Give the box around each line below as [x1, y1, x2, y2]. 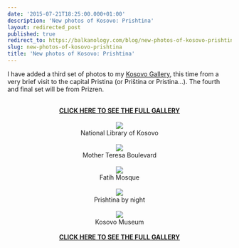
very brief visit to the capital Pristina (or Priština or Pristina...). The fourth [7, 77, 221, 86]
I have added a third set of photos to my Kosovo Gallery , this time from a [7, 69, 219, 78]
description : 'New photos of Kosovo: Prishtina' [7, 17, 154, 24]
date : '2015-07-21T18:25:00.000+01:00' [7, 10, 126, 18]
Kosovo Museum [95, 217, 144, 226]
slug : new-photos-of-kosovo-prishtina [7, 43, 122, 51]
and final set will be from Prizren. [7, 85, 105, 93]
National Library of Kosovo [80, 128, 159, 137]
